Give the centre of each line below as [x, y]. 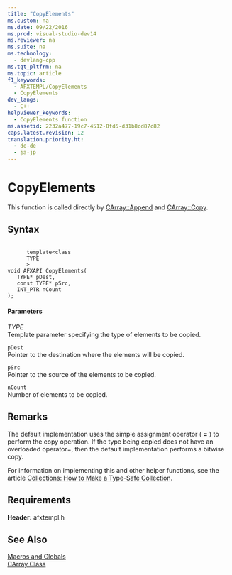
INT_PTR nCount [39, 289]
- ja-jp [25, 153]
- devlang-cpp [34, 60]
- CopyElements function [50, 119]
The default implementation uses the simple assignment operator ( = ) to [113, 434]
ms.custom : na [28, 21]
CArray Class [27, 564]
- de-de [25, 146]
